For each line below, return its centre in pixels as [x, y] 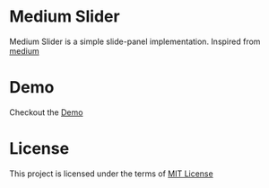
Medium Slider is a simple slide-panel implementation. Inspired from [135, 41]
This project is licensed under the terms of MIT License [111, 174]
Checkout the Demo [46, 112]
